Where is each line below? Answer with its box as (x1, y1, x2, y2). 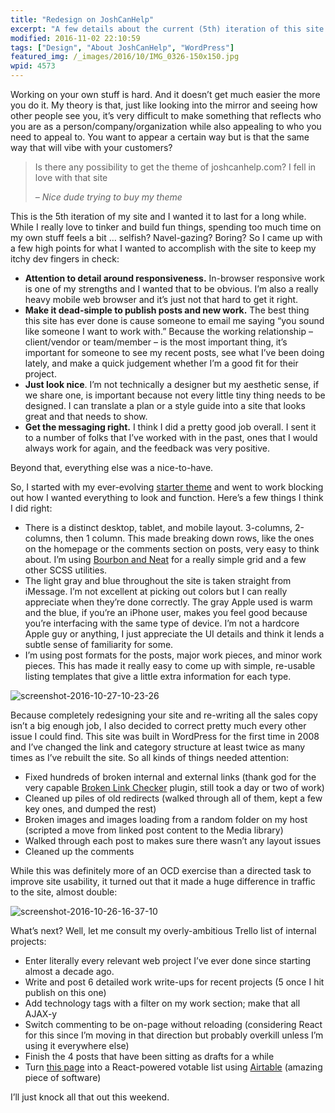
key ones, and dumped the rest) (24, 803, 157, 815)
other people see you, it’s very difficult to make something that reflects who (10, 110, 322, 121)
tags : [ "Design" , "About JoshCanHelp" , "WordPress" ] (10, 42, 235, 53)
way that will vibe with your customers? (10, 142, 173, 153)
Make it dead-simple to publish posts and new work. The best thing (24, 304, 310, 316)
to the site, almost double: (10, 886, 118, 898)
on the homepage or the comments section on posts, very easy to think (24, 543, 320, 555)
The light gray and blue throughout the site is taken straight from (24, 575, 292, 586)
